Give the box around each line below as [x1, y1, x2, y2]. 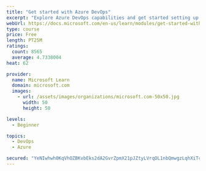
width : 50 [22, 100, 48, 106]
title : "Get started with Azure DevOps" [6, 9, 112, 15]
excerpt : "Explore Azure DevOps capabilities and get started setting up [6, 15, 199, 21]
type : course [6, 26, 40, 32]
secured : [6, 155, 29, 162]
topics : [6, 133, 26, 139]
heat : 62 [6, 60, 29, 66]
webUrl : [6, 20, 26, 26]
